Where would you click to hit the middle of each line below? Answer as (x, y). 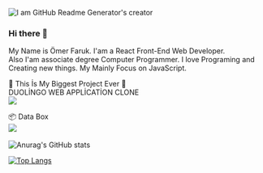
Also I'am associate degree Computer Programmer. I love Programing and (132, 60)
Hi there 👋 (28, 33)
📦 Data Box (28, 116)
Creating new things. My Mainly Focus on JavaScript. (97, 68)
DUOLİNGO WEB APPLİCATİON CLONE (74, 92)
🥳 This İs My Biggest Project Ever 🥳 (67, 84)
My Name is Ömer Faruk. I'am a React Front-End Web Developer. (117, 51)
